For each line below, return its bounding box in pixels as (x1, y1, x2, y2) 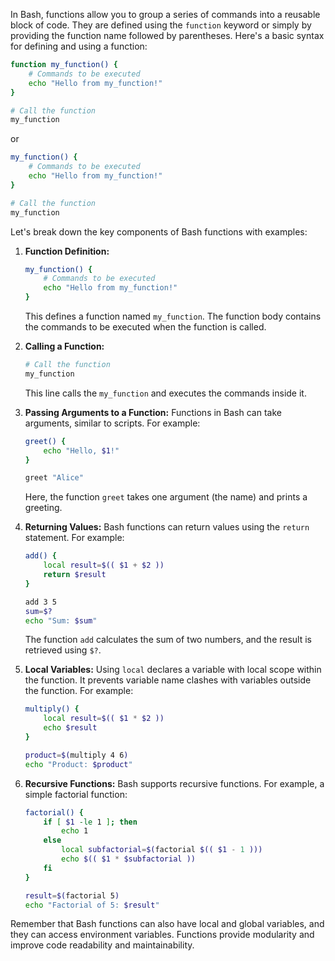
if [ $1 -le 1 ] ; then (43, 817, 138, 827)
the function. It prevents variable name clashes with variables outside (24, 674, 312, 686)
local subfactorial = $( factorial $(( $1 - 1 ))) (61, 845, 263, 855)
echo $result (43, 723, 98, 733)
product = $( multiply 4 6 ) (24, 750, 129, 760)
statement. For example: (24, 532, 125, 544)
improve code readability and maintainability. (10, 939, 195, 951)
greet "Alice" (24, 473, 84, 483)
